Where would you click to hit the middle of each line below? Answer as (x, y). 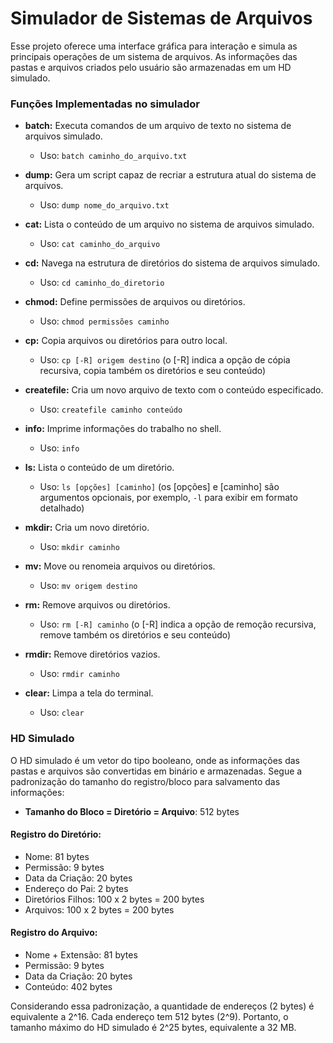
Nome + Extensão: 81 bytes (81, 954)
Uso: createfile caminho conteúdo (111, 409)
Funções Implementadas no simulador (105, 104)
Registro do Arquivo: (54, 933)
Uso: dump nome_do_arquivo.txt (104, 205)
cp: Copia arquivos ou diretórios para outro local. (126, 341)
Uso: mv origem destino (88, 586)
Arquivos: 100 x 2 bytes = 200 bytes (99, 909)
